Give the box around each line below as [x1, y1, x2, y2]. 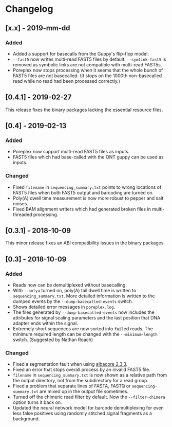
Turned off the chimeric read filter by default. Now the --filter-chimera [12, 394, 165, 400]
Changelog [5, 3, 53, 15]
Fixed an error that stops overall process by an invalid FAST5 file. [12, 366, 150, 373]
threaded [12, 211, 32, 218]
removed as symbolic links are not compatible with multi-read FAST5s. [12, 61, 162, 67]
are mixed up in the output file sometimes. [39, 388, 129, 395]
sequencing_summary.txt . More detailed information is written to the [12, 293, 155, 299]
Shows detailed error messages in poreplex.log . [12, 304, 116, 310]
